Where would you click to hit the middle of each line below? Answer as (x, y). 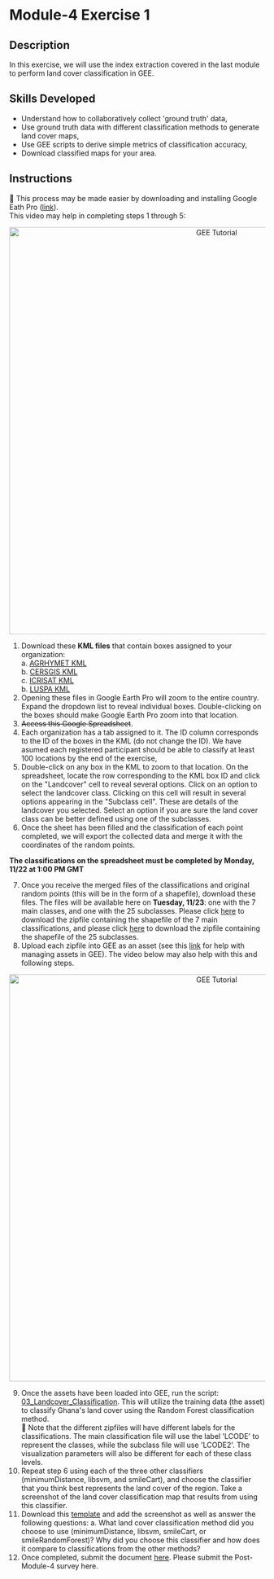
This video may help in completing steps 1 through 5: (98, 215)
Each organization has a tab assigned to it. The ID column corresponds (139, 732)
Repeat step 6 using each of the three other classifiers (112, 1471)
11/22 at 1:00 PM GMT (47, 869)
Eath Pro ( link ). (34, 207)
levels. (32, 1462)
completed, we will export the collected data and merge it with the (132, 836)
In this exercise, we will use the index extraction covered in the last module (135, 64)
